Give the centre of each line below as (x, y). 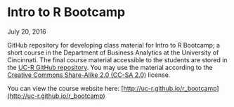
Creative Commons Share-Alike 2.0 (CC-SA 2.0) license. (89, 75)
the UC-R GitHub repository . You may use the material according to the (110, 67)
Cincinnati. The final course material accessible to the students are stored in (117, 59)
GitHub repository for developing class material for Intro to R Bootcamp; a (113, 45)
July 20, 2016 (27, 31)
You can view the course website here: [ (66, 88)
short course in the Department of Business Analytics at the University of (113, 52)
